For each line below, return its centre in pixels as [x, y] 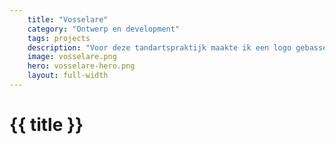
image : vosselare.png [72, 57]
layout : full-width [68, 76]
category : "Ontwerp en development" [104, 29]
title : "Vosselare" [68, 19]
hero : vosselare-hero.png [81, 66]
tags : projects [59, 38]
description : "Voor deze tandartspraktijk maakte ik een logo [159, 47]
